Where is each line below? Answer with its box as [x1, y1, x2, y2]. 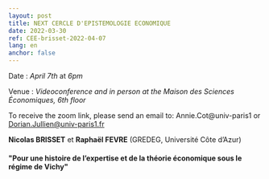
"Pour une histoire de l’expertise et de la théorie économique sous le [8, 153, 242, 163]
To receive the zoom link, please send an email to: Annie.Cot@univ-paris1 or [8, 111, 261, 120]
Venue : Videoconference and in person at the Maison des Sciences [8, 87, 235, 96]
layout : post [8, 11, 52, 20]
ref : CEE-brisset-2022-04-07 [8, 34, 106, 43]
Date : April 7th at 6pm [8, 71, 83, 80]
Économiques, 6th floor [8, 96, 86, 104]
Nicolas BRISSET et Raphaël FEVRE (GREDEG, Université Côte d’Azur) [8, 135, 242, 144]
